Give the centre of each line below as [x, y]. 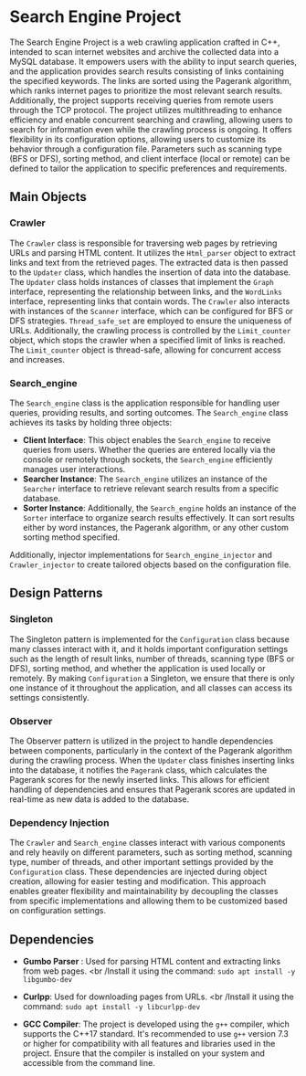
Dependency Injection [59, 822]
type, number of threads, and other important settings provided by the [142, 862]
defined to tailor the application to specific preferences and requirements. [148, 168]
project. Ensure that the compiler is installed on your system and [143, 1053]
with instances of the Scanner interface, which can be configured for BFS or [152, 311]
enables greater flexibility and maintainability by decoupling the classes [144, 891]
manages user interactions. [74, 469]
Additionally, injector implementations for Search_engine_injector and [141, 554]
